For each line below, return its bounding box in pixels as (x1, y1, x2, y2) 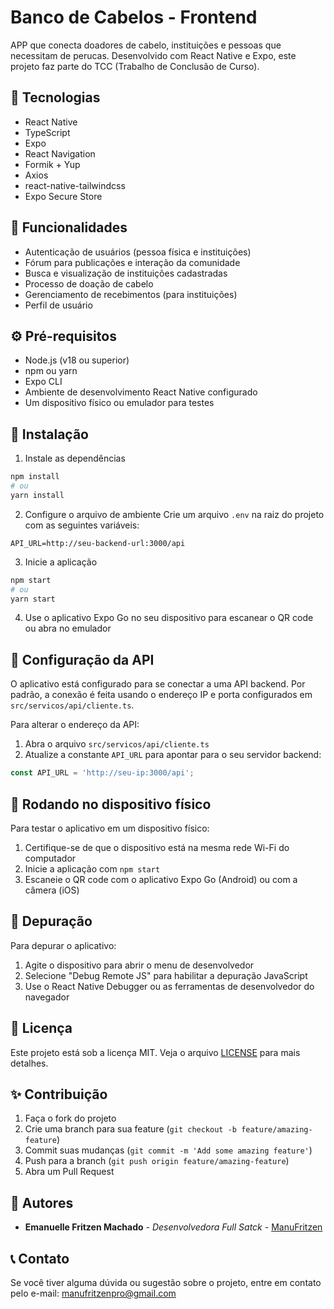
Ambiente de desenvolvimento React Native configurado (24, 386, 258, 398)
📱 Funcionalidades (10, 219, 128, 236)
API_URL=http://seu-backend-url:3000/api (10, 538, 186, 548)
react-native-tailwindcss (24, 179, 126, 191)
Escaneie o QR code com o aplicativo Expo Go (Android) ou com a (24, 873, 298, 885)
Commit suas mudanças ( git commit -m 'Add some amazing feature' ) (24, 1144, 313, 1156)
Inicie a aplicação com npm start (24, 862, 161, 875)
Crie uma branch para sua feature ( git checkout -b (24, 1123, 237, 1135)
